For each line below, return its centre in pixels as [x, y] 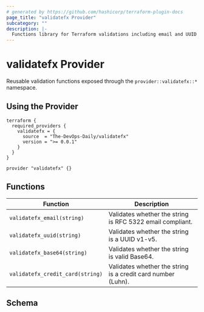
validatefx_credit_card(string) [56, 274]
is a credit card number [141, 274]
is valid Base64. [131, 256]
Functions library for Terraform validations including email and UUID [104, 35]
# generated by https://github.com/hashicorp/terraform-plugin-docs [95, 12]
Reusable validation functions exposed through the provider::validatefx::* [102, 81]
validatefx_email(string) [47, 218]
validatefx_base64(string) [48, 253]
